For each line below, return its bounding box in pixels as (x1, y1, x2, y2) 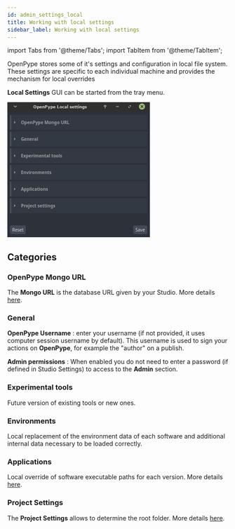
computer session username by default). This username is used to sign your (7, 337, 228, 345)
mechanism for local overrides (7, 74, 95, 83)
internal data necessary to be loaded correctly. (7, 439, 142, 448)
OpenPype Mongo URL (7, 272, 86, 282)
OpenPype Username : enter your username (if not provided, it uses (7, 329, 206, 337)
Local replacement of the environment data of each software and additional (7, 431, 226, 440)
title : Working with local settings (7, 18, 114, 26)
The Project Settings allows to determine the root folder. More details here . (7, 514, 225, 522)
